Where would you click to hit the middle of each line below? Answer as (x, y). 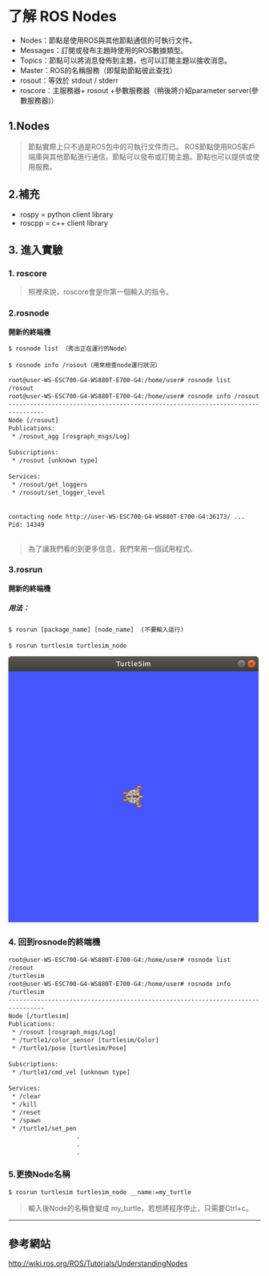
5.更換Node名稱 (39, 1175)
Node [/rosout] (34, 420)
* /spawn (26, 1121)
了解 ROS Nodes (63, 16)
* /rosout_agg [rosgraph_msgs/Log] (71, 436)
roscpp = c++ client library (64, 222)
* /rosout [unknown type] (55, 460)
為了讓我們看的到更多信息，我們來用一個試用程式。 (112, 548)
